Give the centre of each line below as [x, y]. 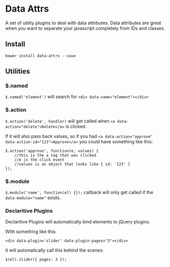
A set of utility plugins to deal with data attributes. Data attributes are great [83, 23]
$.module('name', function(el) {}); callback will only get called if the [79, 193]
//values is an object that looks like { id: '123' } [72, 164]
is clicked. [76, 126]
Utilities [18, 71]
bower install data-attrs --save [41, 56]
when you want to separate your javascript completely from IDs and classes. [85, 28]
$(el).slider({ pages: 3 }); [36, 260]
